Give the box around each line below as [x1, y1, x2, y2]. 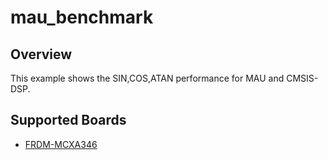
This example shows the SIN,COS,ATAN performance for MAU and [10, 72, 285, 84]
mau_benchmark [10, 6, 154, 29]
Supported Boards [10, 112, 127, 129]
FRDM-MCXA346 [24, 138, 98, 150]
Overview [10, 46, 73, 63]
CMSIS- [286, 72, 319, 84]
